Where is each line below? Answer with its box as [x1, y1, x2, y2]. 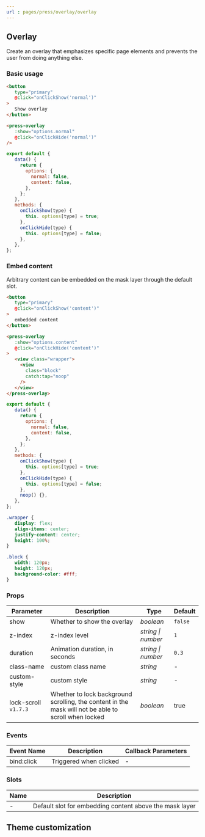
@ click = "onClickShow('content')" [14, 305, 99, 312]
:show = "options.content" [14, 339, 78, 345]
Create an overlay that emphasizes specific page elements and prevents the [6, 48, 198, 55]
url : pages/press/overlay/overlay [6, 9, 97, 15]
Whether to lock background [50, 690, 132, 698]
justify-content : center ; [14, 532, 81, 538]
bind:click [9, 757, 38, 766]
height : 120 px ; [14, 566, 53, 572]
